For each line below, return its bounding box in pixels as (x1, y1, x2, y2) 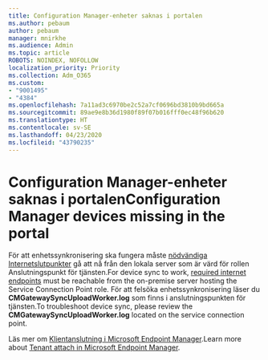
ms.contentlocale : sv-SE (8, 123, 91, 131)
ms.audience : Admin (8, 42, 74, 50)
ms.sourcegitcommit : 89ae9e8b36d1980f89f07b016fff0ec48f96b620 (8, 109, 225, 117)
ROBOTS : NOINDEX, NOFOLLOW (8, 57, 99, 65)
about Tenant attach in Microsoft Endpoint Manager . (8, 342, 181, 353)
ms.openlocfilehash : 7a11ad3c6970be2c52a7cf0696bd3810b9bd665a (8, 101, 225, 109)
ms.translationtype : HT (8, 116, 88, 124)
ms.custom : (8, 79, 45, 87)
